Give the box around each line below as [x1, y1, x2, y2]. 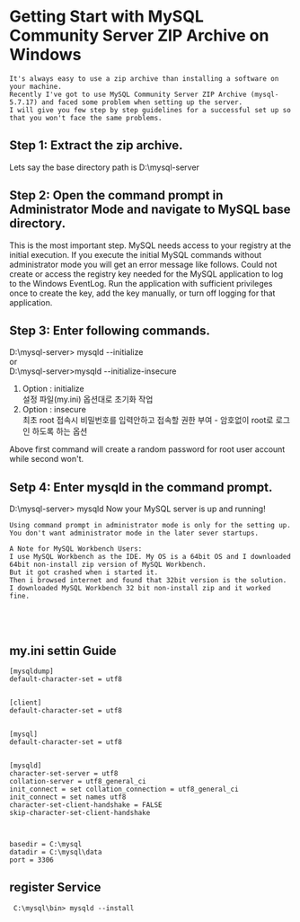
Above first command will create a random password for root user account [9, 444, 286, 455]
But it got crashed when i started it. [9, 568, 159, 577]
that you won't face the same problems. [9, 113, 163, 122]
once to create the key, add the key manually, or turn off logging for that [9, 288, 276, 298]
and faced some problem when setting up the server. [41, 97, 243, 107]
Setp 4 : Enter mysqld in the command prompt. [9, 479, 273, 495]
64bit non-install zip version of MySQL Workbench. [9, 560, 207, 570]
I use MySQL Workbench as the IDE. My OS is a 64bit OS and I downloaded [9, 553, 292, 562]
